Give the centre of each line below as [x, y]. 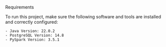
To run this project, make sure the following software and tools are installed [83, 17]
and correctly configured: [32, 22]
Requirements [20, 7]
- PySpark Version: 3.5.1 [32, 40]
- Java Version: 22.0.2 [30, 31]
